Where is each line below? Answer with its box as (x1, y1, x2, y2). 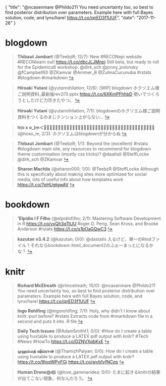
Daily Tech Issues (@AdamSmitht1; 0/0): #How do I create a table (17, 328, 152, 334)
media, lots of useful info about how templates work (17, 176, 124, 182)
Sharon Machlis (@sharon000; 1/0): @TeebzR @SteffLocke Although (17, 166, 159, 172)
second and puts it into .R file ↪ (17, 318, 83, 324)
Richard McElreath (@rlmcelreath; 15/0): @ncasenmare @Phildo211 (17, 282, 156, 289)
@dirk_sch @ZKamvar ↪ (17, 156, 69, 162)
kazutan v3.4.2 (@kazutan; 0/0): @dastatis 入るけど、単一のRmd (17, 236, 152, 242)
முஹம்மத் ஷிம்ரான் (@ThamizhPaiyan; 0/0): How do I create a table (17, 348, 154, 354)
